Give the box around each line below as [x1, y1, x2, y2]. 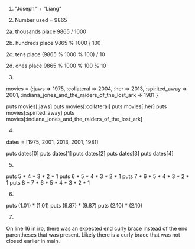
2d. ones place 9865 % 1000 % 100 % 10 [6, 62, 106, 69]
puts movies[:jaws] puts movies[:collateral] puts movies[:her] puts [6, 103, 167, 110]
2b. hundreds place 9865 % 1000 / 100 [6, 40, 101, 46]
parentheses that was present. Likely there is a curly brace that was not [6, 231, 180, 238]
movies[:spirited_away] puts [6, 109, 75, 116]
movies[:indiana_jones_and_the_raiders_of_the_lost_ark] [6, 115, 143, 122]
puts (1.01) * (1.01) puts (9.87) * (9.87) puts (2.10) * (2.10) [6, 202, 143, 209]
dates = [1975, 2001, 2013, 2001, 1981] [6, 138, 99, 145]
